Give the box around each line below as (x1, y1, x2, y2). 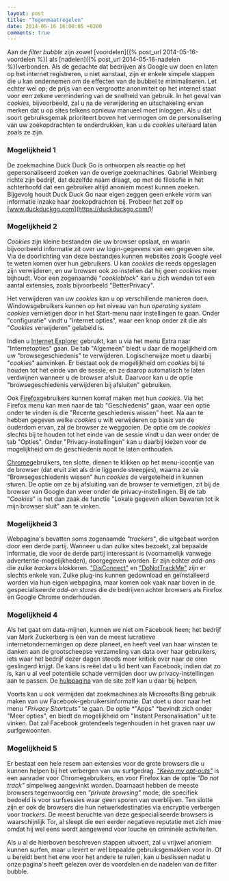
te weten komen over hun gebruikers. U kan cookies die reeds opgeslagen (7, 259, 217, 268)
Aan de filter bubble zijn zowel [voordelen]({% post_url (7, 48, 162, 56)
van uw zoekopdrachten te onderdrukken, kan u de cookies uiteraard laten (7, 121, 217, 129)
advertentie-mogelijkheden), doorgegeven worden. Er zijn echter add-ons (7, 556, 216, 565)
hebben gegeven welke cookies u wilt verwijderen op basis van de (7, 416, 195, 424)
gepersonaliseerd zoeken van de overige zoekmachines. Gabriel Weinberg (7, 168, 217, 176)
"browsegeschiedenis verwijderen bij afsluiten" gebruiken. (7, 380, 172, 388)
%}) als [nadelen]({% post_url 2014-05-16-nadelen (36, 56, 180, 64)
